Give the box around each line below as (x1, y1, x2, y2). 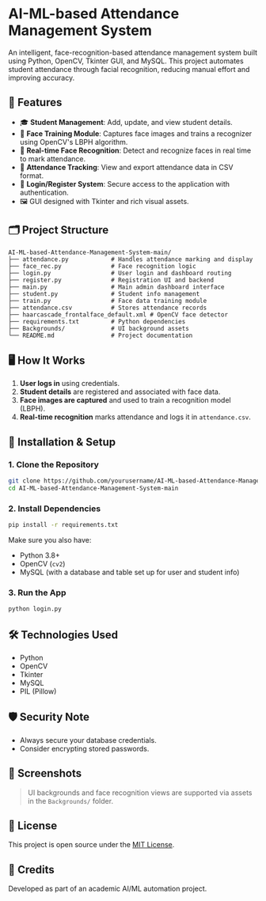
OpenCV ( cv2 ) (19, 558, 66, 568)
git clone (8, 477, 41, 485)
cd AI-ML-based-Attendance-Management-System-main (8, 484, 179, 492)
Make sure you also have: (8, 535, 92, 544)
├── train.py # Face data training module (8, 297, 207, 305)
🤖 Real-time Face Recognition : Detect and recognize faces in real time (19, 146, 252, 155)
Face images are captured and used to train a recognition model (19, 396, 231, 405)
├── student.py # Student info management (8, 290, 200, 297)
